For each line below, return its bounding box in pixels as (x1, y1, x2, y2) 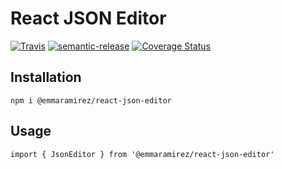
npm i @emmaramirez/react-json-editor (10, 95, 172, 106)
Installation (10, 69, 82, 86)
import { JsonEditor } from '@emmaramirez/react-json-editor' (10, 149, 275, 159)
